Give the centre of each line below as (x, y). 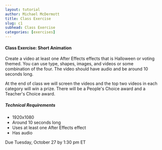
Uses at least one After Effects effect (49, 128)
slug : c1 (14, 23)
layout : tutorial (23, 9)
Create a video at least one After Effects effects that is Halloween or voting (80, 58)
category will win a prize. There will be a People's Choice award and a (75, 89)
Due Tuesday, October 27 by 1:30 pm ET (45, 142)
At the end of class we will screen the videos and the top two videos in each (81, 84)
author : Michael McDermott (32, 14)
